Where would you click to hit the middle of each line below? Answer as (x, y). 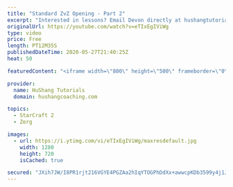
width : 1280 (37, 147)
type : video (24, 33)
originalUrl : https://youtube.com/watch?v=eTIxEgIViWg (88, 26)
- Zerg (23, 122)
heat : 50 (20, 59)
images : (18, 134)
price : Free (24, 39)
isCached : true (42, 160)
